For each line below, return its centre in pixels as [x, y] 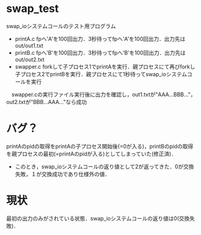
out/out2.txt [29, 60]
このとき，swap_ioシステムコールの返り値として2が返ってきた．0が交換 [104, 166]
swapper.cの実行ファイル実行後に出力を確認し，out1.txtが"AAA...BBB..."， [104, 94]
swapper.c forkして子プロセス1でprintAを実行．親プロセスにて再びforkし [105, 66]
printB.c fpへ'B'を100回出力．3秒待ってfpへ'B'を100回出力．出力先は [100, 52]
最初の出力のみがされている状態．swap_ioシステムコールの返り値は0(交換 [98, 218]
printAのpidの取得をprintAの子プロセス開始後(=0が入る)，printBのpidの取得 [100, 146]
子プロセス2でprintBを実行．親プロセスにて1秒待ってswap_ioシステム [101, 74]
